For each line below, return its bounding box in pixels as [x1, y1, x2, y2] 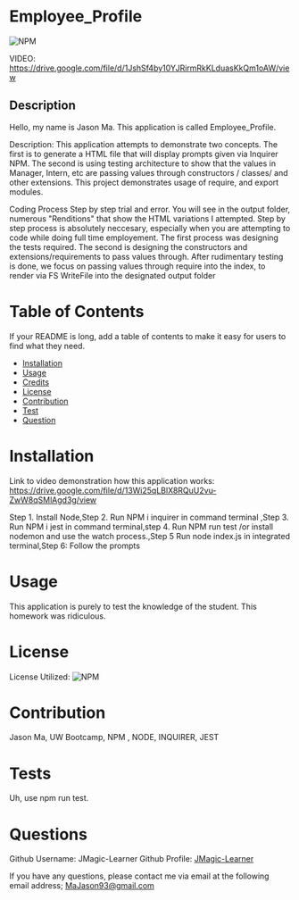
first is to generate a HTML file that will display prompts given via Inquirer [9, 148, 278, 159]
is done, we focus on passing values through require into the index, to [9, 261, 266, 271]
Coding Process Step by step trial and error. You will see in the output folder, [9, 204, 291, 214]
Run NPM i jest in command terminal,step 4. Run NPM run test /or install [9, 521, 274, 532]
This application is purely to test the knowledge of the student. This [9, 601, 257, 612]
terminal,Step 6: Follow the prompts [9, 540, 141, 551]
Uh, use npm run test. [9, 793, 89, 804]
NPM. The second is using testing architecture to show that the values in [9, 158, 277, 169]
